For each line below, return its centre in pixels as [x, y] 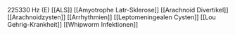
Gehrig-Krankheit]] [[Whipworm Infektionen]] [73, 24]
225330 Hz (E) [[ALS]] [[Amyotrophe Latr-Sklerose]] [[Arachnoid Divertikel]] [118, 10]
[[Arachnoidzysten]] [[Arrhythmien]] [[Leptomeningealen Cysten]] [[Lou [112, 17]
